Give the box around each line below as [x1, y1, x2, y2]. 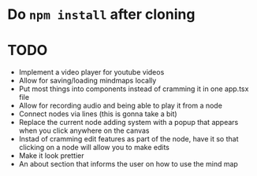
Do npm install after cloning [7, 5, 196, 24]
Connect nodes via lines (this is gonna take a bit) [18, 109, 178, 119]
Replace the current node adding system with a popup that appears [18, 118, 239, 127]
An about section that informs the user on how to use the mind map [18, 159, 238, 169]
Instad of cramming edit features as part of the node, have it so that [18, 134, 239, 144]
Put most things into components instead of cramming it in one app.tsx [18, 84, 249, 93]
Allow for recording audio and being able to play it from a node [18, 101, 222, 111]
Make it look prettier [18, 151, 84, 160]
